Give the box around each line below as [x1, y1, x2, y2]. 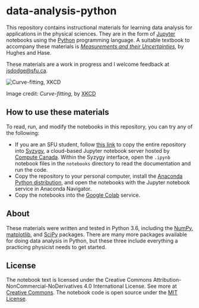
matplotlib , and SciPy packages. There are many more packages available [6, 231, 187, 238]
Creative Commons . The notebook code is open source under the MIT [6, 289, 178, 296]
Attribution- [153, 276, 182, 284]
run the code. [14, 166, 48, 173]
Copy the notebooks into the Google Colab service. [14, 191, 141, 199]
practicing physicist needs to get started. [6, 243, 107, 250]
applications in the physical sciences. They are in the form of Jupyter [6, 30, 176, 37]
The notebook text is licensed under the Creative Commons [6, 276, 153, 284]
